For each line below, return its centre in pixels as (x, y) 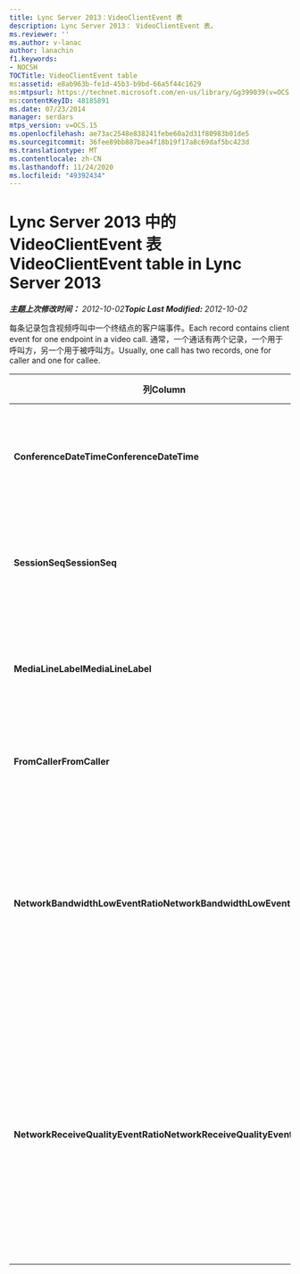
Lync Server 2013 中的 (93, 222)
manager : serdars (42, 117)
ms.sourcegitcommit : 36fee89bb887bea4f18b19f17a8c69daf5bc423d (129, 142)
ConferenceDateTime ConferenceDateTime (106, 457)
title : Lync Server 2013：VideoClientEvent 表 (96, 17)
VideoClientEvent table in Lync (126, 264)
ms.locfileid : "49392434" (57, 175)
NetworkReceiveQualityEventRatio (89, 1135)
